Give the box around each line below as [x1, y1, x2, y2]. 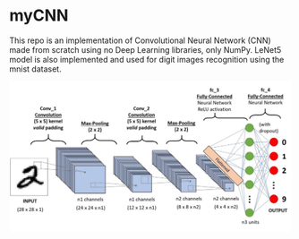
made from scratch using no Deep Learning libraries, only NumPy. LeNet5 [9, 44, 282, 55]
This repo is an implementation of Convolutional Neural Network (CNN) [9, 35, 271, 46]
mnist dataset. [9, 64, 62, 74]
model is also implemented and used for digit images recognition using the [9, 54, 285, 64]
